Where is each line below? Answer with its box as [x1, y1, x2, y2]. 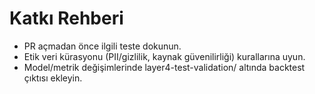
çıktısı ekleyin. [23, 72, 83, 84]
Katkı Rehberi [9, 7, 124, 30]
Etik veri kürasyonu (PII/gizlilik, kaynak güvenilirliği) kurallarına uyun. [23, 50, 306, 62]
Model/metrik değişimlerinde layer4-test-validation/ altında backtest [23, 61, 306, 73]
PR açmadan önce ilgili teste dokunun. [23, 40, 182, 52]
